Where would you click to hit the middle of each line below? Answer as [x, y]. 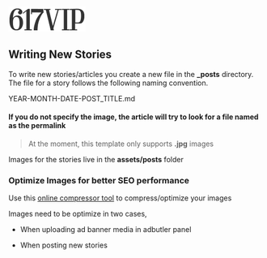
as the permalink [37, 126]
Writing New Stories [60, 55]
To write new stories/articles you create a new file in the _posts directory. [131, 74]
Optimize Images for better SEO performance [99, 180]
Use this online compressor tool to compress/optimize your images [120, 198]
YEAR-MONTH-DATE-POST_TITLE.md [72, 98]
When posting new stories [64, 245]
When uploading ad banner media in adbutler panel [106, 230]
